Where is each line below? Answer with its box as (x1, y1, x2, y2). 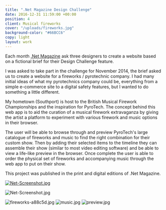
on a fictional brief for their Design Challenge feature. (5, 58, 114, 64)
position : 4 (5, 16, 30, 21)
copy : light (5, 35, 30, 40)
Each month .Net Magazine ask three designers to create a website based (5, 53, 156, 59)
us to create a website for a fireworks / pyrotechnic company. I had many (5, 73, 155, 79)
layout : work (5, 40, 32, 45)
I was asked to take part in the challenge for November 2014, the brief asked (5, 68, 162, 74)
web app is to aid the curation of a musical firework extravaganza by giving (5, 109, 159, 115)
